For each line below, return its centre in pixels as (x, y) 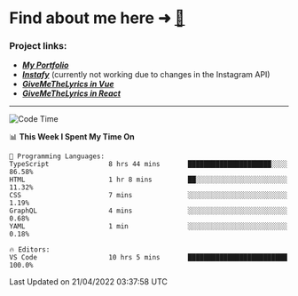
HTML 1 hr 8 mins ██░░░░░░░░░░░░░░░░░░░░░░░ (149, 180)
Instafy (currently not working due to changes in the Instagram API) (146, 75)
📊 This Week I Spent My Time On (72, 137)
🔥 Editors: (30, 250)
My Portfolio (45, 65)
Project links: (38, 46)
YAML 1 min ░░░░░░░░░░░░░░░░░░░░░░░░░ (149, 227)
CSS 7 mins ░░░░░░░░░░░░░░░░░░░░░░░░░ (149, 196)
